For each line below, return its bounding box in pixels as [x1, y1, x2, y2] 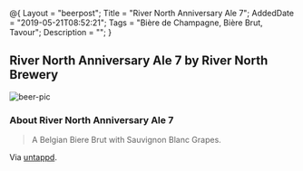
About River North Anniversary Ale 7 [9, 113, 174, 126]
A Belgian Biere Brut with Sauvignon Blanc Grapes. [31, 135, 222, 146]
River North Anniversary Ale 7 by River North [9, 53, 269, 69]
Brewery [9, 67, 59, 82]
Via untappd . [9, 152, 57, 163]
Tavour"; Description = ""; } [9, 27, 112, 37]
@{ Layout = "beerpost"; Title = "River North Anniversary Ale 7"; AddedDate [9, 8, 295, 18]
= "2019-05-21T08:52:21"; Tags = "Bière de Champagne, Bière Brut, [9, 17, 263, 28]
